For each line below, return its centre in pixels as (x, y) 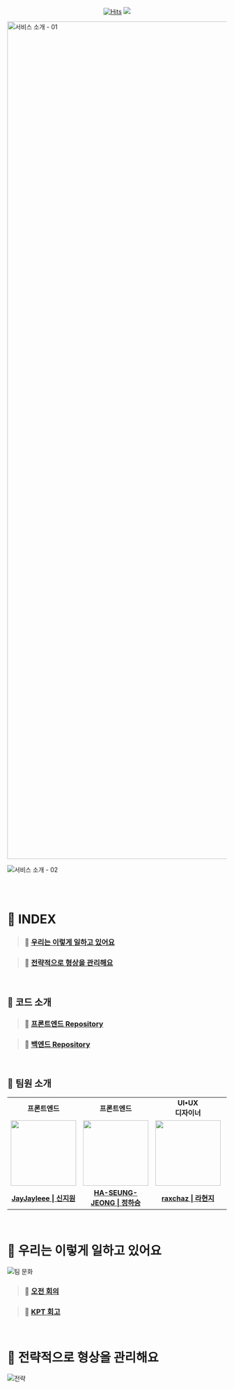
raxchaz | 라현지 (188, 1198)
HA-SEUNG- (116, 1192)
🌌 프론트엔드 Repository (64, 1024)
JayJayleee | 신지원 (44, 1198)
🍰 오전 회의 (41, 1291)
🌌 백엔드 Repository (57, 1044)
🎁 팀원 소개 (30, 1084)
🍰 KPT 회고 (42, 1312)
